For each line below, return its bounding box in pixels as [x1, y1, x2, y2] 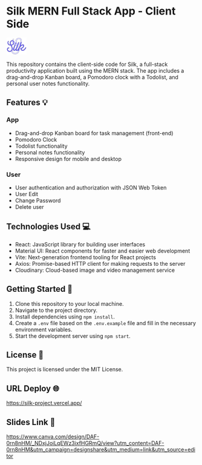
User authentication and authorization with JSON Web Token [15, 183, 167, 191]
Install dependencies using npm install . [15, 313, 115, 320]
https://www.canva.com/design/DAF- [6, 433, 100, 440]
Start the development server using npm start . [15, 332, 131, 340]
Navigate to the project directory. [15, 306, 98, 314]
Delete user [15, 203, 44, 210]
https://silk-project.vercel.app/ [6, 400, 82, 407]
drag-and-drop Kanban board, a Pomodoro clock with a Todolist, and [6, 73, 178, 81]
